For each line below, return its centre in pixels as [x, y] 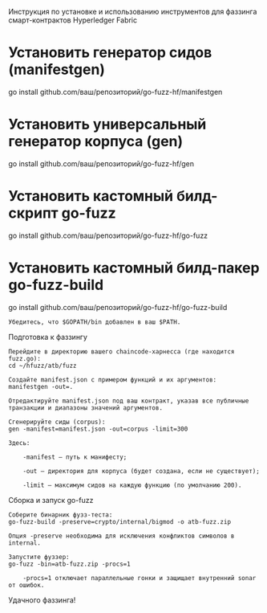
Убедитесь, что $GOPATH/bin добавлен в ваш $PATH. [95, 322]
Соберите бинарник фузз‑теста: [61, 515]
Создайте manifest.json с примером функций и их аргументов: [113, 380]
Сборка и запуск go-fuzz [51, 500]
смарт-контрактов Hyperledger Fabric [73, 20]
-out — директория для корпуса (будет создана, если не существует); [142, 471]
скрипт [33, 213]
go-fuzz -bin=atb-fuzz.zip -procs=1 [69, 564]
